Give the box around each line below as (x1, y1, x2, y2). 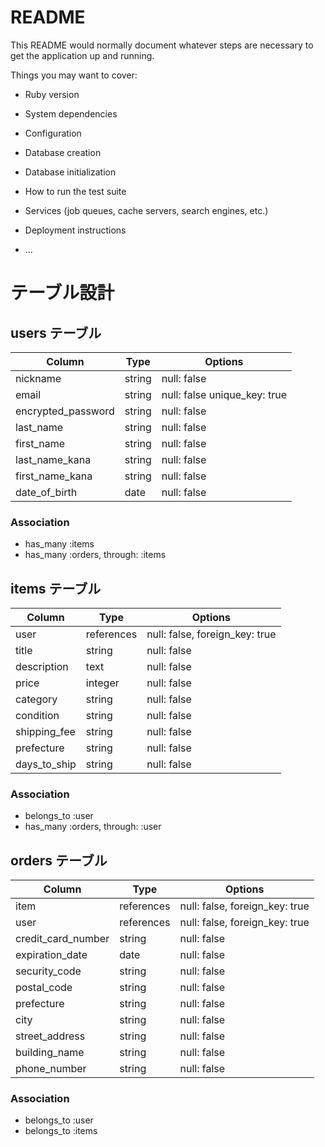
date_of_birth (15, 485, 78, 499)
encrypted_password (15, 404, 115, 418)
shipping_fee (15, 725, 76, 739)
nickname (15, 371, 62, 385)
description (15, 660, 69, 674)
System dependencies (24, 107, 118, 120)
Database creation (24, 146, 102, 158)
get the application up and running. (10, 49, 155, 61)
